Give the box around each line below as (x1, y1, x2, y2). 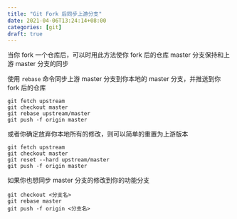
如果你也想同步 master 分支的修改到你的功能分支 (7, 176, 150, 185)
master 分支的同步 (15, 60, 69, 68)
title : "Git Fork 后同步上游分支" (7, 10, 102, 18)
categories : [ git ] (7, 23, 62, 31)
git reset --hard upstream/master (7, 156, 110, 164)
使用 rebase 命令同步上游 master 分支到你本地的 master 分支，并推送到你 (7, 75, 221, 83)
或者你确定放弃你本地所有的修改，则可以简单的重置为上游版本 (7, 129, 189, 139)
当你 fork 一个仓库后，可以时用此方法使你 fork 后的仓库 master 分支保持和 (7, 50, 224, 59)
